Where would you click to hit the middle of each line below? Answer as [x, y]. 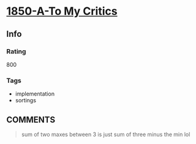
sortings [26, 100]
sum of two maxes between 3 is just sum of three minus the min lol [106, 134]
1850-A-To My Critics [62, 11]
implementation [35, 94]
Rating [16, 51]
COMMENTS [31, 120]
